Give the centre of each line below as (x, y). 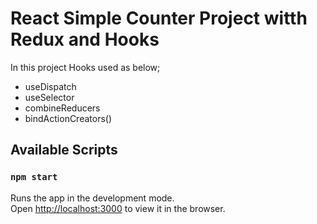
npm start (34, 177)
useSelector (49, 97)
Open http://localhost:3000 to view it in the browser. (118, 208)
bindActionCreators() (68, 118)
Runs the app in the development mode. (92, 198)
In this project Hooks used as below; (85, 67)
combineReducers (62, 108)
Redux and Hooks (85, 39)
